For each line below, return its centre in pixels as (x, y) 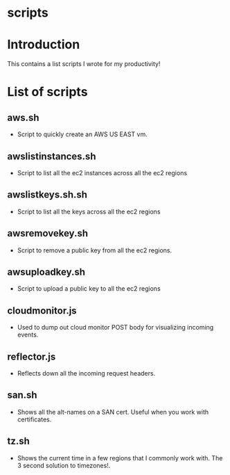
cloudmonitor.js (42, 311)
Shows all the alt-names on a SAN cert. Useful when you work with (113, 412)
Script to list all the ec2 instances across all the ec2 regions (102, 172)
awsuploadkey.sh (46, 272)
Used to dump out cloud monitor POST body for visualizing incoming (115, 328)
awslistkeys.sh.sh (47, 195)
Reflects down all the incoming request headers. (86, 373)
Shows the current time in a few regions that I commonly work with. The (120, 458)
